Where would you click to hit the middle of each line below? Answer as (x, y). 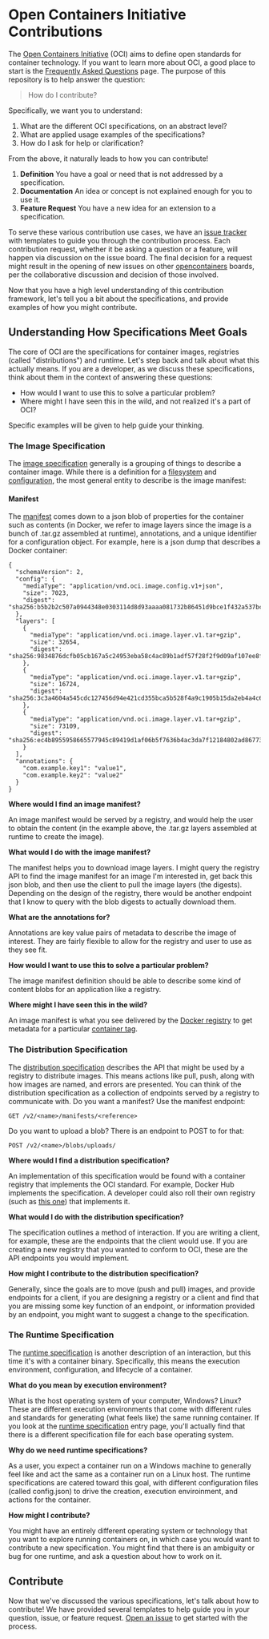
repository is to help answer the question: (77, 79)
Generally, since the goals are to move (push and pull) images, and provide (132, 1289)
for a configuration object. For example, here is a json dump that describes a (134, 542)
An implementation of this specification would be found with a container (127, 1175)
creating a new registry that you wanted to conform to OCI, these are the (128, 1249)
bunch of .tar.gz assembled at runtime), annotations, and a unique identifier (133, 533)
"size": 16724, (55, 685)
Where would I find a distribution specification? (89, 1160)
